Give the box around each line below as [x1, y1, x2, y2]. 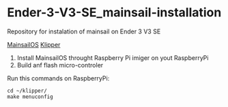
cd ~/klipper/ [7, 87, 48, 94]
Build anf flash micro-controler [16, 61, 104, 69]
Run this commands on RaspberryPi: [7, 74, 110, 82]
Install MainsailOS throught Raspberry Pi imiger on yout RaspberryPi [16, 53, 209, 62]
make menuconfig [7, 93, 53, 100]
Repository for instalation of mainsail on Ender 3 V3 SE [7, 27, 161, 35]
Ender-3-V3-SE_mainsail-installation [7, 5, 222, 20]
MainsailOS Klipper [7, 40, 61, 48]
